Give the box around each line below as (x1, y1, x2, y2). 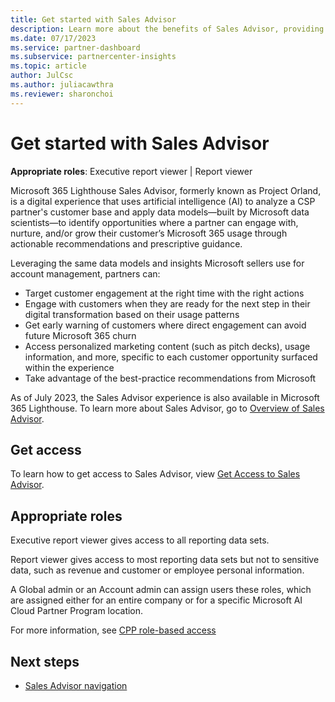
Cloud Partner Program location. (10, 605, 144, 617)
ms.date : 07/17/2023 (10, 33, 97, 43)
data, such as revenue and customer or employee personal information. (10, 564, 305, 576)
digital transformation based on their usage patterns (24, 308, 240, 320)
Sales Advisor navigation (24, 680, 128, 691)
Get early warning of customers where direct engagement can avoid (24, 319, 307, 331)
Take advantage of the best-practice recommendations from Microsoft (24, 372, 317, 384)
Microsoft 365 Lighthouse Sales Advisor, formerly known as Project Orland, (10, 184, 322, 196)
